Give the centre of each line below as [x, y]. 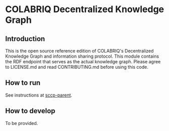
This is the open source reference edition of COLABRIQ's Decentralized [79, 51]
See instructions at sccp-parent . [39, 95]
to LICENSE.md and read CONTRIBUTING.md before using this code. [77, 67]
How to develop [30, 111]
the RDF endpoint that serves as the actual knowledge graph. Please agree [83, 61]
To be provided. [22, 123]
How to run [23, 83]
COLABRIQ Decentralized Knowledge [85, 9]
